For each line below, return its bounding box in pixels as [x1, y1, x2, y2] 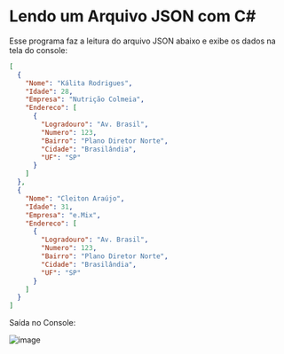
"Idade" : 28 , [25, 87, 74, 96]
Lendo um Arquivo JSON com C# [9, 6, 256, 27]
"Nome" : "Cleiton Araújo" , [25, 193, 125, 203]
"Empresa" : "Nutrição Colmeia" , [25, 95, 145, 104]
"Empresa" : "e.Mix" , [25, 210, 101, 219]
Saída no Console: [9, 318, 76, 328]
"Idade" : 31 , [25, 202, 74, 211]
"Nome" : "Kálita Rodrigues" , [25, 78, 133, 88]
